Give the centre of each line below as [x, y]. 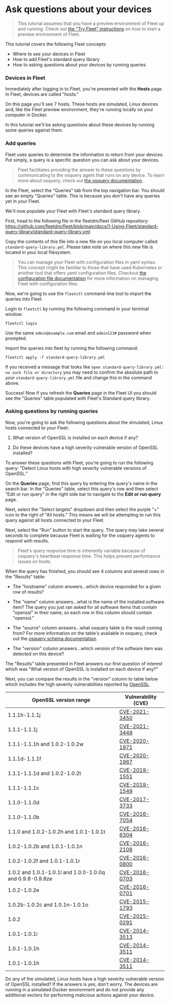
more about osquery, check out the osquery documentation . [80, 180]
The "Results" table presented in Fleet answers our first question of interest [84, 663]
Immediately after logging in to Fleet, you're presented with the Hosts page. [84, 89]
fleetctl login [21, 323]
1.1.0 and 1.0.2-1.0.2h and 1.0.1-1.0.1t [56, 831]
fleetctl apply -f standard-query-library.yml [55, 357]
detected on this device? [38, 654]
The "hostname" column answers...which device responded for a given [87, 586]
